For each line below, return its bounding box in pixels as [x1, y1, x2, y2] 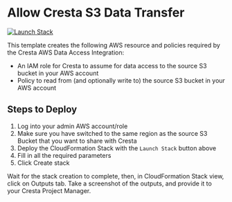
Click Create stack [17, 159, 70, 167]
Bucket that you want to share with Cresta [17, 137, 137, 145]
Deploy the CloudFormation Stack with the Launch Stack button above [17, 143, 217, 152]
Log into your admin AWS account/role [17, 122, 128, 130]
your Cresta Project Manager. [7, 186, 91, 194]
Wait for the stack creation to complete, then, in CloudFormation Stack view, [7, 172, 224, 180]
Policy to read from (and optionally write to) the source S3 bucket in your [17, 76, 225, 84]
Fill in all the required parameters [17, 151, 111, 159]
